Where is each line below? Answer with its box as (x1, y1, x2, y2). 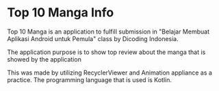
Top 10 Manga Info (7, 5, 114, 21)
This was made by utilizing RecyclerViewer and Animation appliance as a (7, 68, 212, 77)
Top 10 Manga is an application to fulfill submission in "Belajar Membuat (7, 27, 210, 36)
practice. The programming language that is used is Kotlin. (7, 75, 172, 83)
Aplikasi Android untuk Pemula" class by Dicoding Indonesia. (7, 34, 179, 42)
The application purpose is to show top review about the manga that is (7, 48, 206, 56)
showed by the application (7, 55, 82, 63)
